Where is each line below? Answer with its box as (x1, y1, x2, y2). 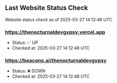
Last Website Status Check (5, 4, 88, 12)
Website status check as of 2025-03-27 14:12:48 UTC (5, 16, 113, 22)
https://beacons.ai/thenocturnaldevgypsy (5, 57, 107, 64)
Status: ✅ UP (12, 40, 38, 45)
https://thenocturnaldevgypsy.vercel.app (5, 28, 105, 35)
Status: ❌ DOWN (12, 68, 46, 74)
